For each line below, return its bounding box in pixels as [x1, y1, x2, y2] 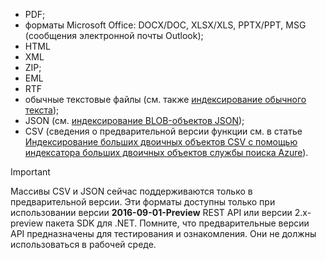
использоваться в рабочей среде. [10, 239, 157, 250]
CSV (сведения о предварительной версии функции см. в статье [24, 125, 303, 137]
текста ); [24, 104, 60, 116]
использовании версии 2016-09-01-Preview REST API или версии [10, 207, 293, 218]
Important [10, 166, 51, 178]
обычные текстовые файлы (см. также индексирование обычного [24, 94, 307, 105]
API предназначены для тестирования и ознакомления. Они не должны [10, 228, 317, 239]
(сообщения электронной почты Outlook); [24, 30, 204, 41]
